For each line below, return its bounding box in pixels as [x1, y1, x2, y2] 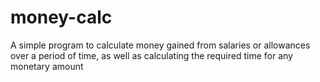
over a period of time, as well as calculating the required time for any [10, 49, 293, 61]
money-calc [10, 6, 113, 29]
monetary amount [10, 60, 84, 72]
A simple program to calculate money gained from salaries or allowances [10, 39, 311, 51]
